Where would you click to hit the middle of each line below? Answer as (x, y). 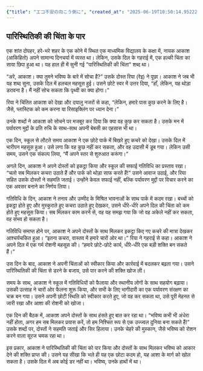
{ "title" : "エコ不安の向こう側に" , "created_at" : (66, 12)
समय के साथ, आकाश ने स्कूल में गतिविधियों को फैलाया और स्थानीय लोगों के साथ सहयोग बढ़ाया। (97, 283)
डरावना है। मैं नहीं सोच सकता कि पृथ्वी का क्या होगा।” (58, 90)
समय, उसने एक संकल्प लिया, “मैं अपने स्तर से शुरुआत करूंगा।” (67, 154)
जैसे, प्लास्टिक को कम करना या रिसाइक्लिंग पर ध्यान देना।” (63, 109)
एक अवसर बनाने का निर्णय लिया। (38, 187)
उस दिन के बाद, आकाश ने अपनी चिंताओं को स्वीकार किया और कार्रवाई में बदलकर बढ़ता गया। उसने (100, 264)
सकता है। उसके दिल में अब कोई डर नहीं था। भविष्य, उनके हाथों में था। (74, 362)
